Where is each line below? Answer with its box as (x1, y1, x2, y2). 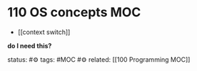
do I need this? (7, 41, 52, 50)
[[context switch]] (17, 28, 71, 36)
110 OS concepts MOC (7, 4, 141, 21)
